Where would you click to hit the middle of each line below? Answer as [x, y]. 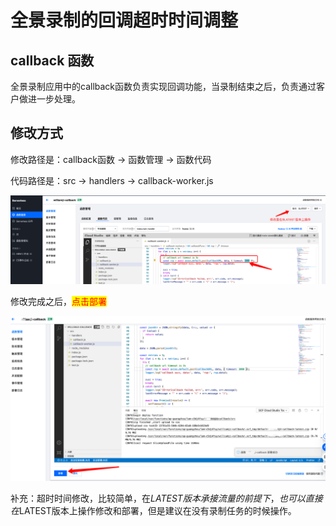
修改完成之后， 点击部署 [58, 302]
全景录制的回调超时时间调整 [124, 20]
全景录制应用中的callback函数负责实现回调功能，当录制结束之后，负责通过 [163, 86]
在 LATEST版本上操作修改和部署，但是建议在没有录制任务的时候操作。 [153, 510]
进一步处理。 [54, 99]
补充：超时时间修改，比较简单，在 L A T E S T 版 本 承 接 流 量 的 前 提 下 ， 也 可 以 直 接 [166, 498]
